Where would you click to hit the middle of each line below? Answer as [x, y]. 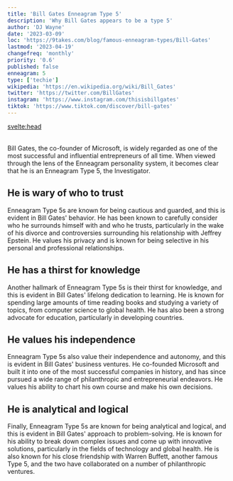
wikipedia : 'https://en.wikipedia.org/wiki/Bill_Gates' [92, 87]
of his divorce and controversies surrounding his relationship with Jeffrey [114, 233]
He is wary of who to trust [66, 193]
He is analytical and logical [68, 409]
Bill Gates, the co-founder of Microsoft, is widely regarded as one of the [113, 148]
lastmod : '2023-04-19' [41, 47]
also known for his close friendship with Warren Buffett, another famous [113, 457]
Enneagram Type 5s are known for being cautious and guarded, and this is [116, 210]
